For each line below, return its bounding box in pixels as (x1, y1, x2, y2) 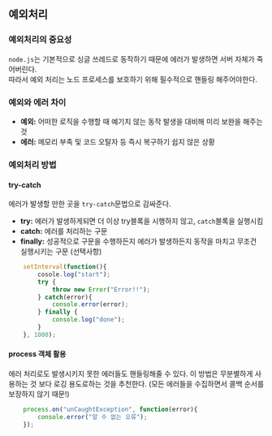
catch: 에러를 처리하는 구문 (19, 227, 108, 236)
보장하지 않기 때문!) (8, 389, 71, 399)
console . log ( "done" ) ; (51, 316, 126, 324)
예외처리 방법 (8, 159, 57, 171)
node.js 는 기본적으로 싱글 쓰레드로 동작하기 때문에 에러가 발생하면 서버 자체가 (8, 54, 255, 63)
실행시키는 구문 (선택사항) (19, 247, 102, 257)
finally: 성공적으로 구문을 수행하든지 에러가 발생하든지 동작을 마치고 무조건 (19, 236, 257, 246)
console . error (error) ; (51, 300, 129, 309)
